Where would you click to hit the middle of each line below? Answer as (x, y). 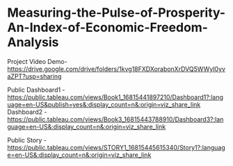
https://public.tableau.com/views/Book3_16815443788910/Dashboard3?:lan (115, 119)
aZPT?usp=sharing (34, 76)
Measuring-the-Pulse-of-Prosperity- (116, 13)
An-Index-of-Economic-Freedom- (108, 27)
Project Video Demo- (37, 61)
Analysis (33, 42)
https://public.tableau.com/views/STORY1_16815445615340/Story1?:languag (116, 147)
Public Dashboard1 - (36, 90)
